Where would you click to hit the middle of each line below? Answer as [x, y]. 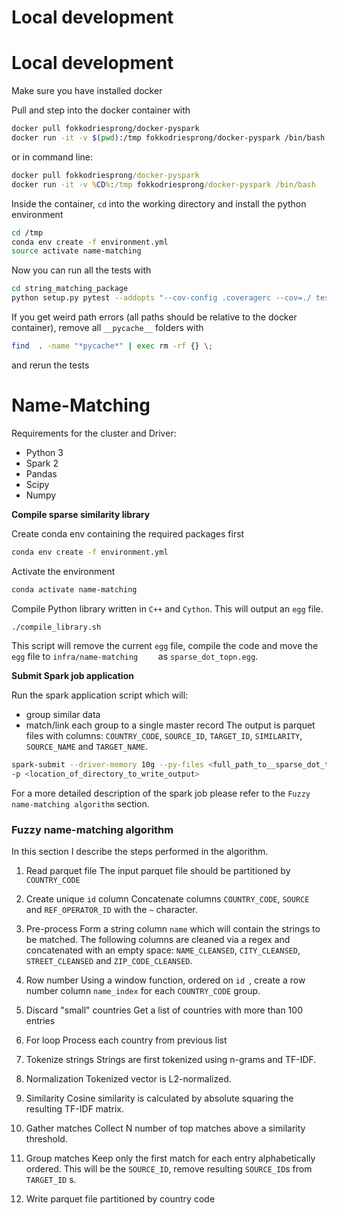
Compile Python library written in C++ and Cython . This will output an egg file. [167, 608]
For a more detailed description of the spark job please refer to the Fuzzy [161, 793]
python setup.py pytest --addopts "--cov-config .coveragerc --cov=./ [161, 298]
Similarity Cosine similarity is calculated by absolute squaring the [159, 1098]
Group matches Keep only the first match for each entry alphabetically [170, 1158]
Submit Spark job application [72, 676]
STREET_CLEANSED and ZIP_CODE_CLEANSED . [109, 961]
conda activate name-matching [74, 589]
